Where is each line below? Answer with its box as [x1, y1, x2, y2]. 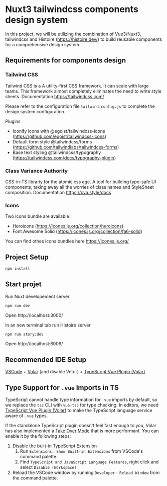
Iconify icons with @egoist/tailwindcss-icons [12, 128, 105, 134]
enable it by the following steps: [5, 433, 71, 439]
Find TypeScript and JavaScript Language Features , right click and [20, 459, 159, 465]
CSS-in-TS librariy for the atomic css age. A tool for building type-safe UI [5, 179, 156, 185]
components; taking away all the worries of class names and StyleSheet [5, 184, 154, 190]
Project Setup [5, 253, 49, 261]
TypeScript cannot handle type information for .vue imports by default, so [5, 396, 157, 403]
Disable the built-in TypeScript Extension [12, 443, 97, 449]
